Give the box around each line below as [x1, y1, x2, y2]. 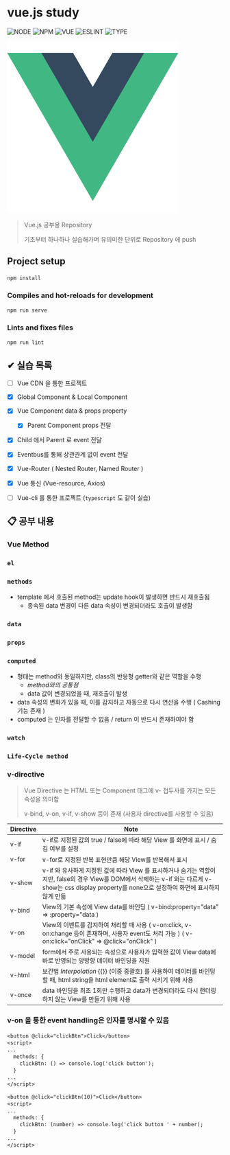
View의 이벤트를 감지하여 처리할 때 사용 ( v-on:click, [42, 921, 183, 929]
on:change [42, 929, 73, 938]
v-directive [7, 770, 44, 779]
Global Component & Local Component [16, 393, 128, 401]
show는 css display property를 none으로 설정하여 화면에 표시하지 [42, 883, 220, 891]
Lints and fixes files [7, 323, 74, 332]
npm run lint [7, 339, 44, 346]
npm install [7, 275, 41, 282]
